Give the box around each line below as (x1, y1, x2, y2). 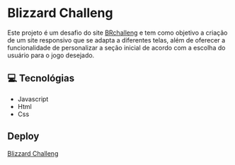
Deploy (7, 130, 40, 142)
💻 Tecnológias (7, 72, 75, 84)
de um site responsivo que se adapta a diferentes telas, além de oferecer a (7, 35, 226, 44)
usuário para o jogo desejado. (7, 51, 95, 59)
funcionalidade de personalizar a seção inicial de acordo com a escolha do (7, 43, 226, 52)
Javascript (17, 94, 49, 103)
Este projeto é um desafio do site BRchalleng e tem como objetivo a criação (7, 28, 228, 37)
